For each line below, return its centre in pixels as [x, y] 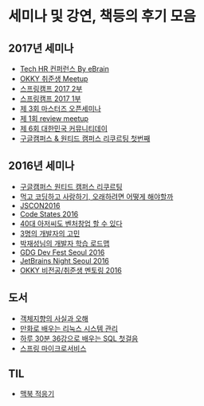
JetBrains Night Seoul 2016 [65, 260]
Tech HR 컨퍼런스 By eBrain [65, 69]
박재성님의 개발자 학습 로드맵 [65, 243]
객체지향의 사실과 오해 [54, 318]
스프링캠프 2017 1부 [50, 99]
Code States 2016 [49, 214]
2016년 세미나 [41, 166]
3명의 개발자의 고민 [50, 233]
